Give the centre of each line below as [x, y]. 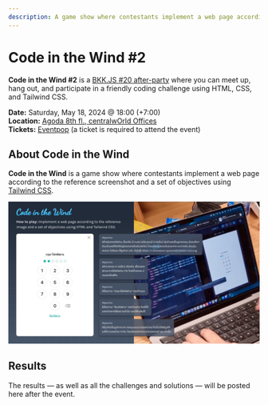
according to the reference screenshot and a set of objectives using [120, 182]
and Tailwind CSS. [38, 97]
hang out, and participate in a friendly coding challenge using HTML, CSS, [130, 88]
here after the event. [42, 394]
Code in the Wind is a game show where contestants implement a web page [134, 174]
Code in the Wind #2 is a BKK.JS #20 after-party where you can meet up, [130, 79]
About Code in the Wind [69, 154]
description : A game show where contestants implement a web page [121, 17]
